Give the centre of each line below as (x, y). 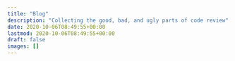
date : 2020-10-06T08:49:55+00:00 (56, 27)
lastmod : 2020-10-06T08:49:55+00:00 (61, 33)
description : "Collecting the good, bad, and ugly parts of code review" (118, 20)
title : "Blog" (28, 14)
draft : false (26, 40)
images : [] (23, 46)
